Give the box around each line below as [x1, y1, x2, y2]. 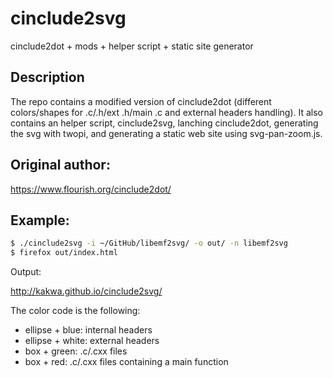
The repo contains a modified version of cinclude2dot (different [10, 95, 272, 107]
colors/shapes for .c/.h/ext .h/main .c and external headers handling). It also [10, 106, 324, 118]
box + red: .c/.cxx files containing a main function [24, 356, 229, 368]
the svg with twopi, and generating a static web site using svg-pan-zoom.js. [10, 127, 323, 139]
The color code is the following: [10, 305, 141, 317]
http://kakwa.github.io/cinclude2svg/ [10, 285, 163, 297]
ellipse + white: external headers [24, 335, 160, 347]
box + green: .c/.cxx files [24, 345, 128, 357]
